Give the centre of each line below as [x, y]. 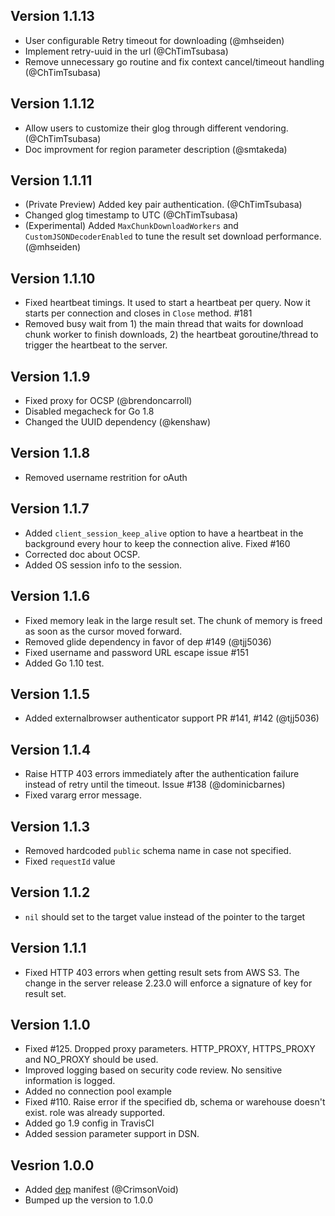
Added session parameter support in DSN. [112, 1134]
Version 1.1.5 [50, 694]
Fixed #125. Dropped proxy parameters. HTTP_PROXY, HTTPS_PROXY [170, 1049]
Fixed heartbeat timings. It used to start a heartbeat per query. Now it [167, 303]
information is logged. [70, 1081]
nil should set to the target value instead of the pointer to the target [165, 916]
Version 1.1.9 [50, 376]
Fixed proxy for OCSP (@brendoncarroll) [108, 401]
